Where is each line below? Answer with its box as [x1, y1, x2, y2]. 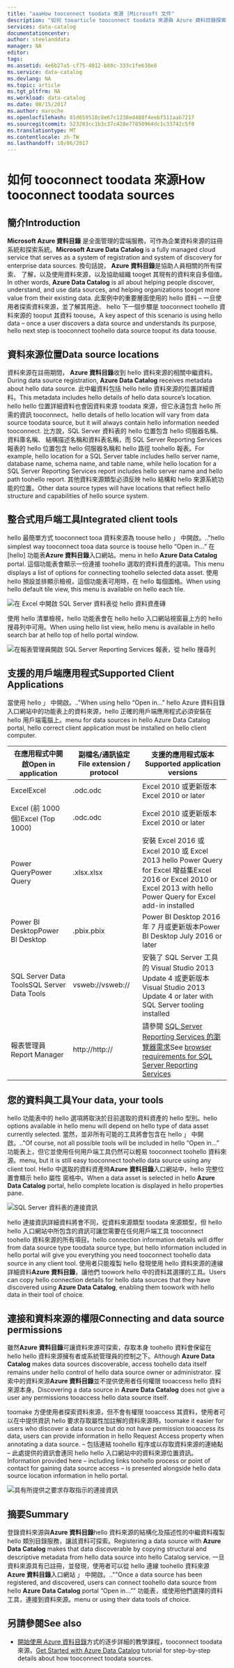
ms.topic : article [7, 82, 61, 89]
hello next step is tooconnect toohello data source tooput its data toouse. [7, 326, 217, 335]
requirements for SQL [142, 1051, 212, 1061]
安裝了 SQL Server [142, 952, 203, 962]
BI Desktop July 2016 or [142, 931, 223, 940]
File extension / [77, 758, 131, 768]
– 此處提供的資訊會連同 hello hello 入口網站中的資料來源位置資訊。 [7, 1449, 197, 1457]
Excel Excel [10, 786, 47, 795]
